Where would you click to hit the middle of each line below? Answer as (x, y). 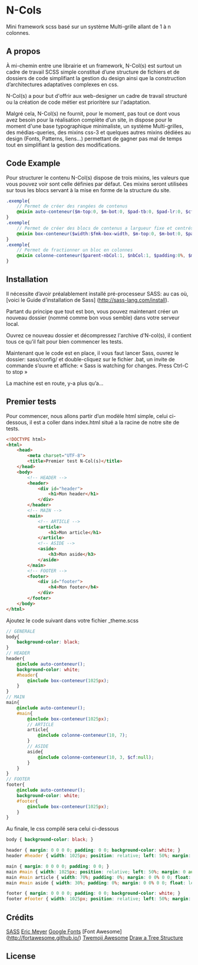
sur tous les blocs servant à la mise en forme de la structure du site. (88, 190)
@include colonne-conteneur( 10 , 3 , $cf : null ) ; (96, 757)
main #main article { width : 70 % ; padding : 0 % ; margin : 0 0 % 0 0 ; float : (99, 877)
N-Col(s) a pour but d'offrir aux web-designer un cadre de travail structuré (97, 95)
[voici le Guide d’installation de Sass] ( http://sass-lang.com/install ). (88, 300)
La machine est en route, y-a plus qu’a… (55, 383)
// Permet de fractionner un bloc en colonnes (75, 250)
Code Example (33, 164)
